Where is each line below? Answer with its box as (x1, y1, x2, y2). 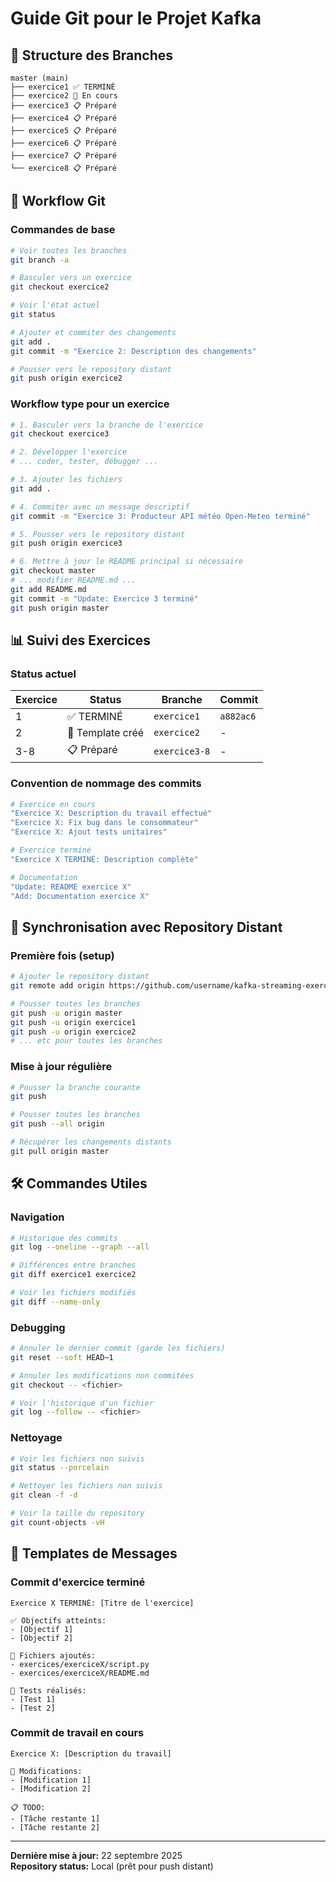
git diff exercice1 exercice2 (10, 1270, 137, 1280)
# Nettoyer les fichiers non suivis (10, 1481, 163, 1491)
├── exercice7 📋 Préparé (10, 151, 118, 161)
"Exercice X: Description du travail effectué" (10, 808, 213, 819)
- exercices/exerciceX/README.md (10, 1668, 150, 1678)
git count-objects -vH (10, 1517, 105, 1527)
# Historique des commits (10, 1233, 118, 1243)
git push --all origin (10, 1119, 105, 1129)
